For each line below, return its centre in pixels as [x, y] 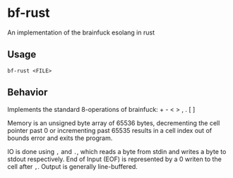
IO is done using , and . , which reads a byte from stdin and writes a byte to [117, 151]
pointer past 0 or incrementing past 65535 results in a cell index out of [110, 130]
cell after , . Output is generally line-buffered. [72, 166]
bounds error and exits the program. [60, 138]
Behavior [28, 93]
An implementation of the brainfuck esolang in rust [81, 32]
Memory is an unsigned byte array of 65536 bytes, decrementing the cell [114, 123]
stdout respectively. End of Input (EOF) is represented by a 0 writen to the [115, 159]
